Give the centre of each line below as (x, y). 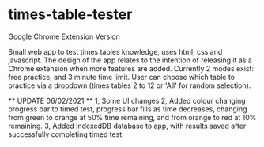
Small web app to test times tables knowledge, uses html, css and (115, 51)
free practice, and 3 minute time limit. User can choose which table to (122, 77)
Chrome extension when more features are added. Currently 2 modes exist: (131, 68)
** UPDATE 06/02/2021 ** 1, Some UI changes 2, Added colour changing (127, 100)
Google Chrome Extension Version (64, 36)
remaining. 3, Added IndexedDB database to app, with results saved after (127, 126)
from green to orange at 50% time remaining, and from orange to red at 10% (132, 117)
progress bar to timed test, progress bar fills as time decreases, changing (128, 109)
